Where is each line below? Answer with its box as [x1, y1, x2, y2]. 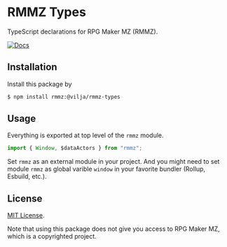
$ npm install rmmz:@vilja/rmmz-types [7, 93, 121, 100]
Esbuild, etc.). [7, 172, 47, 181]
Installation [7, 61, 57, 73]
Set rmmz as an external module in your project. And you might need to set [7, 157, 220, 166]
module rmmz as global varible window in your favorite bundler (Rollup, [7, 165, 205, 174]
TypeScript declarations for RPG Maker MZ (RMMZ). [7, 27, 158, 36]
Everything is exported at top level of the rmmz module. [7, 131, 164, 140]
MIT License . [7, 211, 45, 220]
